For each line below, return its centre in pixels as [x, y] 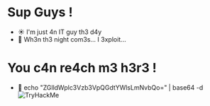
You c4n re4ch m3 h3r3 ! [82, 68]
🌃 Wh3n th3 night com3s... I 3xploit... [72, 39]
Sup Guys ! [40, 12]
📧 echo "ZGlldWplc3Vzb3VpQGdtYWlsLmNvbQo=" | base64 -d [110, 87]
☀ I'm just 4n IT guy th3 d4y [60, 32]
